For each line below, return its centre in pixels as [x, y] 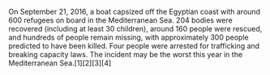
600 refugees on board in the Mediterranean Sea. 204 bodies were [120, 20]
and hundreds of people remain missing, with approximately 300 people [129, 37]
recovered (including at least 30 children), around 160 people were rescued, [135, 29]
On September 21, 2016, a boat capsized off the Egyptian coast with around [135, 12]
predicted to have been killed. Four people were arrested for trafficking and [134, 46]
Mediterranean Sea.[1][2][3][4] [60, 63]
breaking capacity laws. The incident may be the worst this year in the [126, 54]
